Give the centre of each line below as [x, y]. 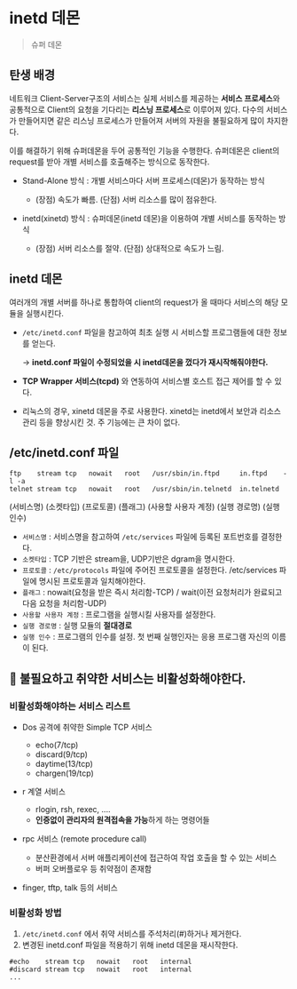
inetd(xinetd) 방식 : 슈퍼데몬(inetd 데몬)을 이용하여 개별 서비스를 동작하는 [149, 218]
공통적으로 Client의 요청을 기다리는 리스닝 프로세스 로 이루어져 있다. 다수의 [137, 109]
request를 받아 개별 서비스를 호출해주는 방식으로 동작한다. [109, 162]
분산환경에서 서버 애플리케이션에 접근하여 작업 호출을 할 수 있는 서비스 [156, 857]
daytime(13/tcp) [64, 764]
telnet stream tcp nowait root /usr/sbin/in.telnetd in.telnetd [144, 490]
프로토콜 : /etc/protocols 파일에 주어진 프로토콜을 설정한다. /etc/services [149, 570]
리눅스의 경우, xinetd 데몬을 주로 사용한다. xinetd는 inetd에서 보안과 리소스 [152, 411]
